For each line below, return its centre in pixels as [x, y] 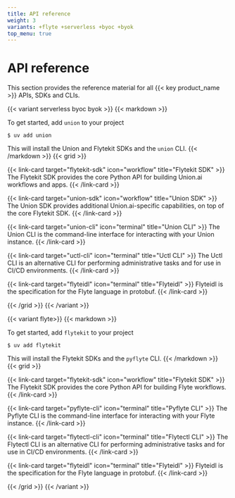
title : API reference [39, 14]
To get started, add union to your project [66, 123]
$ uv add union [30, 136]
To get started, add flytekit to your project [70, 332]
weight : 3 [22, 20]
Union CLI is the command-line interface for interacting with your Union [111, 235]
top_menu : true [30, 33]
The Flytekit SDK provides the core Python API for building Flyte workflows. [117, 387]
